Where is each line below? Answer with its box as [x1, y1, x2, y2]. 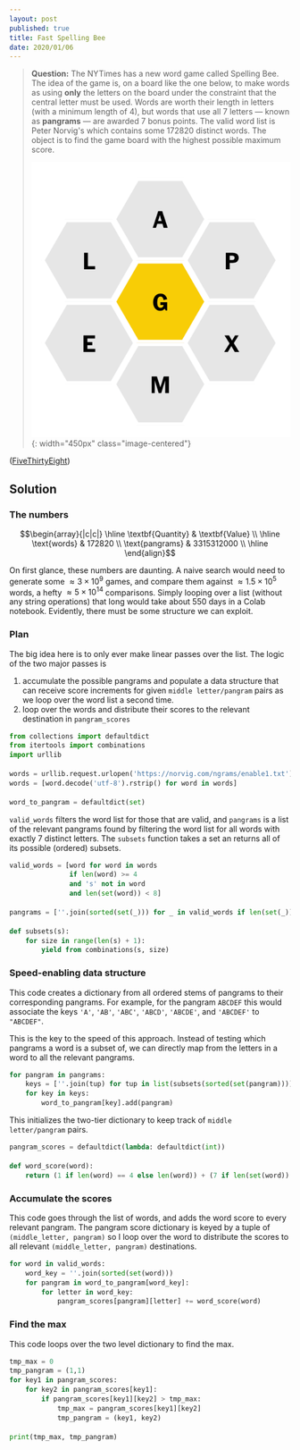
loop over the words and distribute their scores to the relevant [21, 704, 250, 714]
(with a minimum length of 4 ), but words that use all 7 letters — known [30, 106, 290, 117]
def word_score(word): [9, 1161, 94, 1170]
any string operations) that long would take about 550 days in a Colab [9, 596, 266, 607]
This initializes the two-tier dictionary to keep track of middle [9, 1115, 232, 1125]
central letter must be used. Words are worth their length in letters [30, 97, 274, 107]
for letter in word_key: [41, 1287, 134, 1296]
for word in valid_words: [9, 1259, 105, 1269]
